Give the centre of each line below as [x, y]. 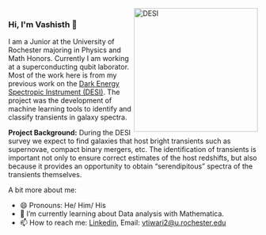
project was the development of [60, 100]
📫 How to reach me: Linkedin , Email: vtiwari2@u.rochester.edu [123, 223]
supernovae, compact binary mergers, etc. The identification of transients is [132, 150]
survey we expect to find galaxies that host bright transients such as [120, 141]
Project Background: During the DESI [70, 133]
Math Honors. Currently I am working [68, 59]
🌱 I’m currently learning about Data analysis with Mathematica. [122, 214]
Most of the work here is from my [63, 75]
